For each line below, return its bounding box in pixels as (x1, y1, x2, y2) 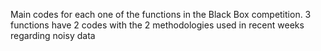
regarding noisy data (10, 30, 96, 41)
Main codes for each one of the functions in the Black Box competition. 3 (10, 9, 312, 20)
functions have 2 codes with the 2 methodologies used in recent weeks (10, 19, 305, 31)
